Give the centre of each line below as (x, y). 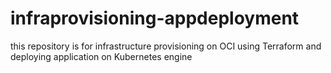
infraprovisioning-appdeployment (155, 18)
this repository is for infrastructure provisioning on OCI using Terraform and (166, 46)
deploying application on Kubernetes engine (101, 56)
